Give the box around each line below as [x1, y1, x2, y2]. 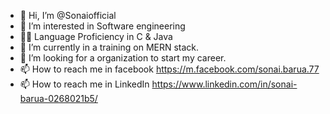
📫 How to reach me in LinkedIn [19, 78, 150, 90]
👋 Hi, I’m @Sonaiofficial [19, 10, 117, 21]
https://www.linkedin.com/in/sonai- [151, 78, 298, 90]
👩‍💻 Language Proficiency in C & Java [19, 31, 173, 42]
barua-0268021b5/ [19, 93, 98, 104]
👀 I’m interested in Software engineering [19, 20, 186, 32]
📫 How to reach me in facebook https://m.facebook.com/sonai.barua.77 [19, 63, 320, 75]
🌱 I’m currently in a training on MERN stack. [19, 41, 200, 53]
